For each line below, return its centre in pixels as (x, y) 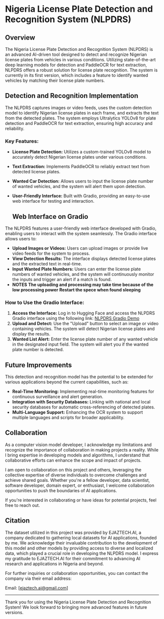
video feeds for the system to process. (51, 253)
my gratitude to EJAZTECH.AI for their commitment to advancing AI (73, 558)
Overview (20, 37)
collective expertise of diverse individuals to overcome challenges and (76, 475)
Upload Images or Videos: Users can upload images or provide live (80, 248)
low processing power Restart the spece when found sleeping (76, 289)
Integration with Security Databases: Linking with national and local (81, 402)
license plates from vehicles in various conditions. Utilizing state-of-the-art (81, 60)
